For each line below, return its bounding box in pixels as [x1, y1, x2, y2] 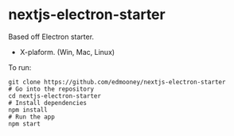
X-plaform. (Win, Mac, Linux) [19, 47, 115, 56]
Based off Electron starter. [8, 32, 94, 41]
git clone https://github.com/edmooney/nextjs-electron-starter [8, 78, 226, 86]
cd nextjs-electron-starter [8, 91, 102, 100]
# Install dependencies [8, 99, 88, 107]
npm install [8, 106, 48, 114]
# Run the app [8, 113, 56, 121]
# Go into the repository [8, 85, 94, 93]
